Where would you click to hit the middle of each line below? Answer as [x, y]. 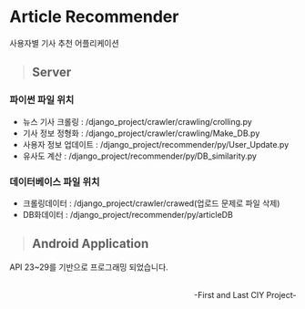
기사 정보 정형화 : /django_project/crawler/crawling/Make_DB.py [141, 133]
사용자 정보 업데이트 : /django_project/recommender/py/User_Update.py [156, 144]
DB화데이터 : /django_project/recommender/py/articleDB [128, 214]
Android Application [90, 244]
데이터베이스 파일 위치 [55, 181]
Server [51, 72]
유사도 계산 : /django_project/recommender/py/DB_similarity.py [140, 156]
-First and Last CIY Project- [245, 294]
